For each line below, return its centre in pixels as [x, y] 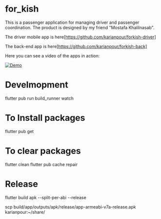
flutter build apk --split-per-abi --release [46, 197]
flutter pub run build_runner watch [39, 98]
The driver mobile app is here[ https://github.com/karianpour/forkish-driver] [81, 37]
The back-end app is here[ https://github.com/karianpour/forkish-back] [76, 46]
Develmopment [37, 85]
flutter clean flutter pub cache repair [41, 164]
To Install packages [45, 118]
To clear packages [43, 151]
